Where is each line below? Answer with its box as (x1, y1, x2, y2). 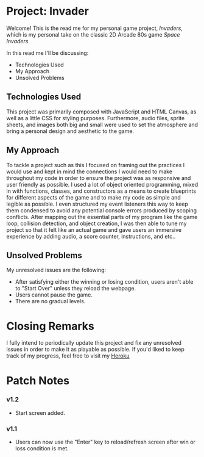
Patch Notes (6, 373, 70, 387)
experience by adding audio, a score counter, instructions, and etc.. (6, 232, 176, 240)
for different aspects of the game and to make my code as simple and (6, 193, 181, 201)
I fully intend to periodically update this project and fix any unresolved (6, 339, 181, 347)
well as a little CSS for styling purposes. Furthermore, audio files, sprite (6, 114, 185, 121)
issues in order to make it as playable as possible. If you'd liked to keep (6, 346, 185, 353)
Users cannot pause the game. (15, 291, 93, 298)
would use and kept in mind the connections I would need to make (6, 168, 172, 175)
